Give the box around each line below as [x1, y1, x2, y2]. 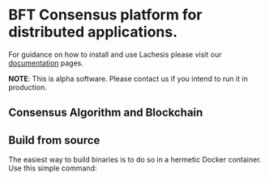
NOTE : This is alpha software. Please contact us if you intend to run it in [8, 74, 249, 83]
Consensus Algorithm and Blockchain [8, 106, 203, 120]
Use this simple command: [8, 163, 97, 173]
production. [8, 82, 47, 92]
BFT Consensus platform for [8, 6, 203, 24]
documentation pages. [8, 58, 83, 68]
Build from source [8, 133, 100, 147]
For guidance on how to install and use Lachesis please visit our [8, 49, 222, 59]
